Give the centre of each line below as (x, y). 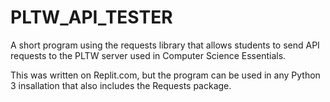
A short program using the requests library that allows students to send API (165, 45)
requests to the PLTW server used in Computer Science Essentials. (148, 55)
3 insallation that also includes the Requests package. (121, 85)
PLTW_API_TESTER (91, 17)
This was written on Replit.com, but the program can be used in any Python (165, 75)
